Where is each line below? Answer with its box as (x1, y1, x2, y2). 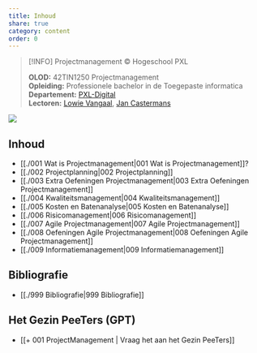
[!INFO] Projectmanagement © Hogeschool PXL (28, 57, 189, 67)
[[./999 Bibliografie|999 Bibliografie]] (19, 290, 144, 299)
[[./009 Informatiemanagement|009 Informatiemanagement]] (19, 245, 225, 255)
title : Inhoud (8, 11, 57, 20)
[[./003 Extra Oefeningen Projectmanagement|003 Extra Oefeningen (19, 176, 250, 186)
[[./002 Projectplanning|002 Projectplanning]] (19, 167, 173, 177)
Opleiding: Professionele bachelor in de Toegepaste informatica (28, 81, 243, 91)
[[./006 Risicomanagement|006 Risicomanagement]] (19, 210, 197, 220)
